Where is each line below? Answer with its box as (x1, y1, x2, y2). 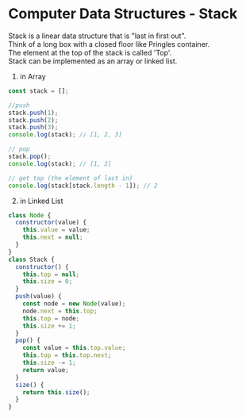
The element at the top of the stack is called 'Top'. (8, 48, 172, 57)
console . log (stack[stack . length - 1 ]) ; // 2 (8, 182, 158, 190)
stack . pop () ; (8, 152, 52, 161)
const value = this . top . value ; (22, 344, 126, 352)
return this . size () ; (22, 388, 90, 397)
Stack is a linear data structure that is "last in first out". (8, 31, 186, 40)
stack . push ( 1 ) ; (8, 109, 59, 117)
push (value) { (15, 293, 62, 301)
